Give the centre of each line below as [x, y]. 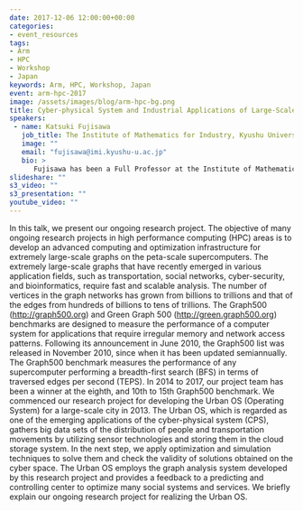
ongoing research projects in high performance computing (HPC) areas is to [151, 237]
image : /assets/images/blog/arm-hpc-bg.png [92, 102]
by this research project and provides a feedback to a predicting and [137, 477]
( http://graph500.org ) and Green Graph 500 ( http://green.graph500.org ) [143, 314]
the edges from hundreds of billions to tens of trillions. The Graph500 [138, 304]
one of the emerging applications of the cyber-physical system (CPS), [139, 420]
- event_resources [44, 34]
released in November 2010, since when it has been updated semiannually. [148, 352]
